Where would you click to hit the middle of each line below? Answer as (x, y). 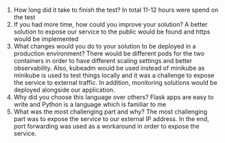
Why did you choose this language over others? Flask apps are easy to (114, 97)
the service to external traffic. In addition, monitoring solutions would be (115, 82)
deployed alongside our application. (64, 90)
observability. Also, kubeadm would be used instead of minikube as (109, 68)
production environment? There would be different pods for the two (109, 53)
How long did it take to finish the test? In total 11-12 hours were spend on (116, 10)
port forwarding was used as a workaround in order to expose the (107, 126)
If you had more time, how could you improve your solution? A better (110, 24)
